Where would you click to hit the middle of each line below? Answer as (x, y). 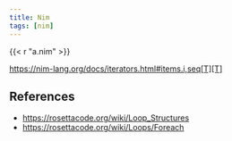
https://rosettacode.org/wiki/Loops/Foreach (103, 128)
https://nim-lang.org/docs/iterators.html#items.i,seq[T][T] (116, 69)
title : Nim (30, 17)
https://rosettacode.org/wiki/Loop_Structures (106, 118)
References (42, 96)
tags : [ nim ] (31, 26)
